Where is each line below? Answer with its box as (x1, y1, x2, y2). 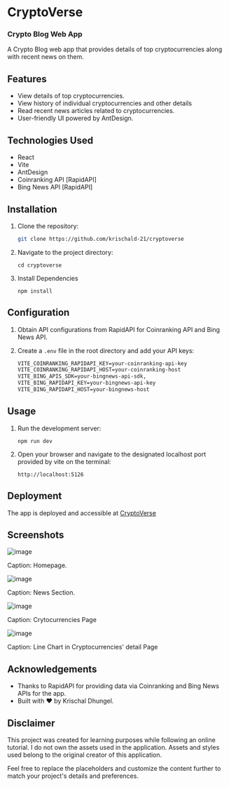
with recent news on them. (7, 53, 84, 61)
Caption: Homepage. (7, 561, 67, 569)
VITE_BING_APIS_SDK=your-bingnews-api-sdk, (17, 373, 147, 380)
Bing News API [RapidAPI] (17, 183, 93, 192)
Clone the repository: (17, 222, 79, 230)
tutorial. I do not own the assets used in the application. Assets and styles (7, 743, 220, 752)
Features (7, 73, 47, 85)
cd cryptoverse (17, 261, 62, 269)
